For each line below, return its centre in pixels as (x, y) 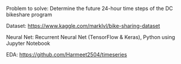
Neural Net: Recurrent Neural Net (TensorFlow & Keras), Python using (91, 37)
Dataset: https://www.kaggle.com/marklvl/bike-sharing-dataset (83, 26)
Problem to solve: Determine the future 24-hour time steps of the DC (90, 8)
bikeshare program (29, 15)
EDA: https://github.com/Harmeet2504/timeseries (67, 54)
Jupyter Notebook (28, 43)
